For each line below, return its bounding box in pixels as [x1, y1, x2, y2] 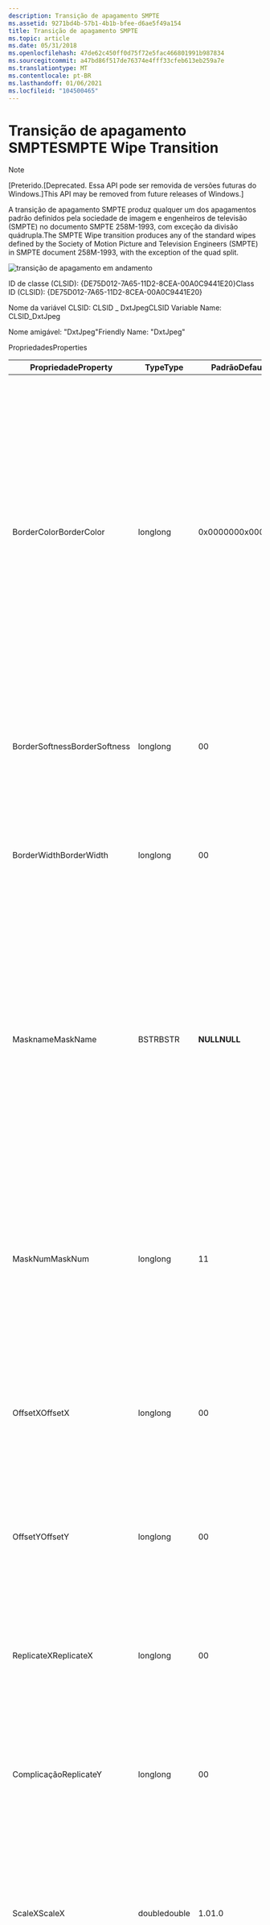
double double [137, 1908, 190, 1919]
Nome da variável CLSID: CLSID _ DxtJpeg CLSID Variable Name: [8, 303, 223, 313]
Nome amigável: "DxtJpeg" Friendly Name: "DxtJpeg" [8, 327, 186, 337]
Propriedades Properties [8, 343, 88, 353]
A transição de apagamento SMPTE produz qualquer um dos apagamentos [8, 205, 257, 214]
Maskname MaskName [12, 1034, 97, 1045]
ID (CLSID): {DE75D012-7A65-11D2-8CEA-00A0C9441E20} [8, 288, 203, 297]
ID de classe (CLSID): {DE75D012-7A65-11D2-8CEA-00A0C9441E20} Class [8, 279, 255, 288]
